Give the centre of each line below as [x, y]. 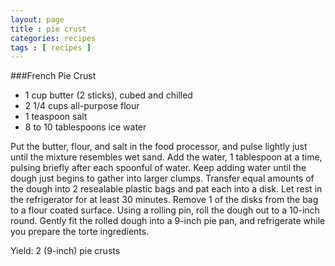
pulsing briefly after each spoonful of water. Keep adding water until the [158, 168]
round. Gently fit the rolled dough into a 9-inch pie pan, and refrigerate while [168, 221]
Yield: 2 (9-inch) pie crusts [65, 251]
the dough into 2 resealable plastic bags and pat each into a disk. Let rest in [166, 189]
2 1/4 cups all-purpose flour [82, 106]
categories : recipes [53, 38]
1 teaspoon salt [56, 117]
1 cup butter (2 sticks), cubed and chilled [108, 95]
